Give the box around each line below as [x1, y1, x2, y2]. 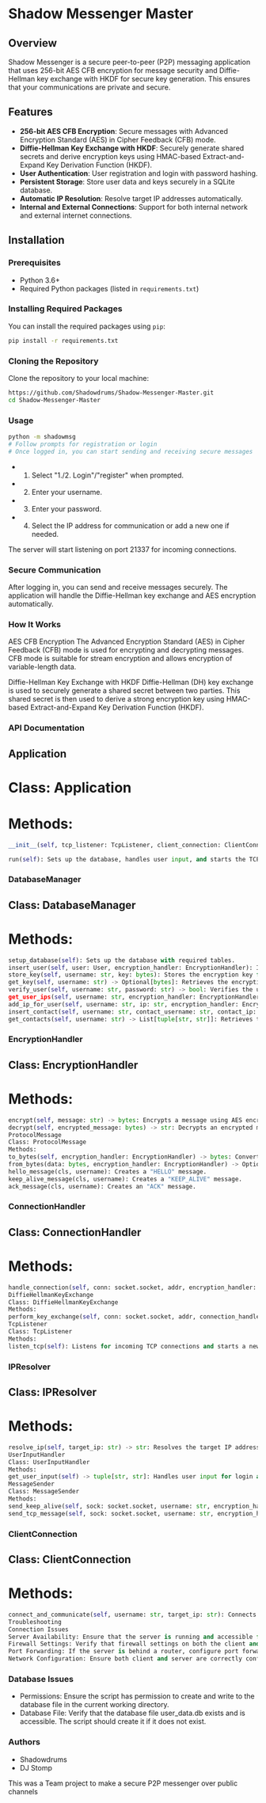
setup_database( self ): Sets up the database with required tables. [8, 956, 236, 964]
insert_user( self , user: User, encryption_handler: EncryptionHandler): [8, 964, 253, 972]
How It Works [8, 618, 62, 630]
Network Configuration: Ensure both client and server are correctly [8, 1655, 243, 1663]
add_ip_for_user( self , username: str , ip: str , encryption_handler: [8, 1000, 239, 1008]
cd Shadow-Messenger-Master [8, 396, 101, 404]
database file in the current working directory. [19, 1700, 169, 1710]
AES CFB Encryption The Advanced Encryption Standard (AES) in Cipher [8, 637, 245, 646]
